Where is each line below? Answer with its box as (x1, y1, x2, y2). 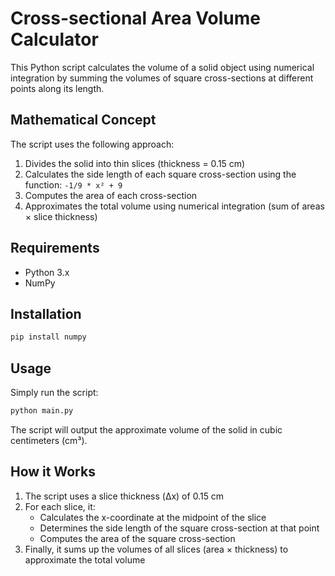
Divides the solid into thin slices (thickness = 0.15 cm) (24, 157, 246, 169)
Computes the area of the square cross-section (39, 532, 236, 544)
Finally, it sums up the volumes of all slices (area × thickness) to (24, 543, 289, 555)
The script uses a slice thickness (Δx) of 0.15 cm (24, 490, 225, 502)
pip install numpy (10, 332, 87, 342)
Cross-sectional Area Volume (10, 7, 261, 30)
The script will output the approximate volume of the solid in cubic (10, 423, 283, 436)
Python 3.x (24, 266, 70, 278)
